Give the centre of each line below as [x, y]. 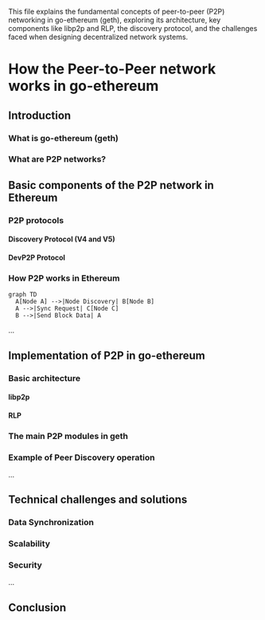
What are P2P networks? [57, 159]
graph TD [23, 295]
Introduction [40, 115]
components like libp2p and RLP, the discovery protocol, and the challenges [133, 28]
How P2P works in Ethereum [64, 278]
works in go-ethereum [84, 86]
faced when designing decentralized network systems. [98, 37]
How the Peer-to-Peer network [112, 69]
